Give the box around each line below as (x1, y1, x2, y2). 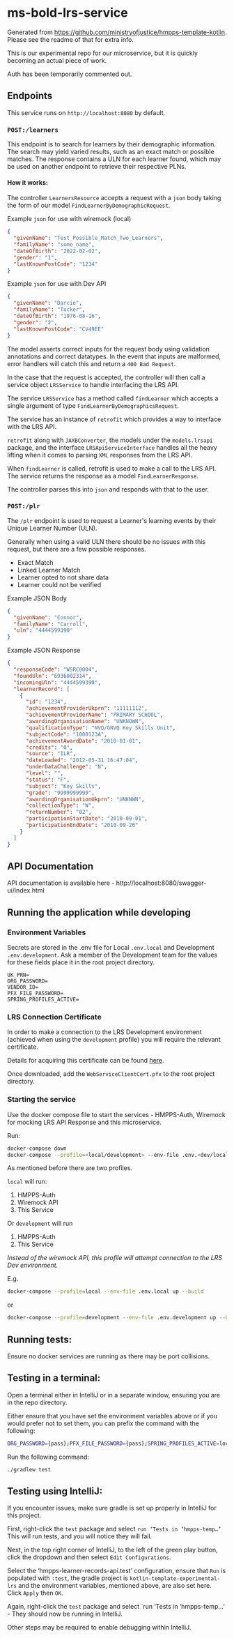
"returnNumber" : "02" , (25, 809, 92, 816)
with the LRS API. (7, 422, 57, 430)
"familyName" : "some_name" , (13, 241, 95, 248)
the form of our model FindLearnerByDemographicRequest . (7, 201, 171, 210)
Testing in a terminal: (7, 1372, 101, 1384)
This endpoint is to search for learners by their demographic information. (7, 140, 217, 149)
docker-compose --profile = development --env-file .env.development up (7, 1314, 217, 1321)
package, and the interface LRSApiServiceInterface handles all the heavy (7, 443, 217, 451)
